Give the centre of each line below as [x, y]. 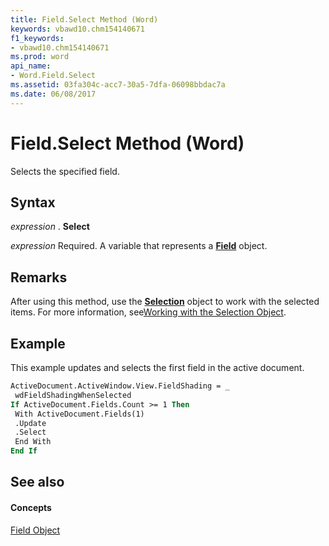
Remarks [39, 277]
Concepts [31, 507]
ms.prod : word [40, 57]
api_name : [31, 66]
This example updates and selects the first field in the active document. [157, 367]
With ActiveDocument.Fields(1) [79, 414]
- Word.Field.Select [53, 76]
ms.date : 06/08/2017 [53, 94]
